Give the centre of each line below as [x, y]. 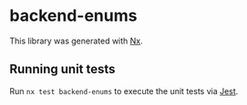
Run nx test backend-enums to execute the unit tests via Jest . [124, 91]
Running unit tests [62, 69]
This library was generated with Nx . [76, 41]
